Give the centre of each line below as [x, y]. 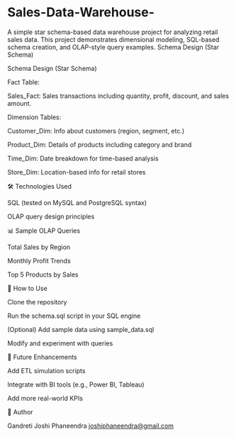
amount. [19, 103]
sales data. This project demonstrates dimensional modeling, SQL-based [113, 39]
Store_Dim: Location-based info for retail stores [77, 172]
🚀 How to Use [27, 288]
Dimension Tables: [34, 117]
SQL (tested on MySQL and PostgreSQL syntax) [77, 202]
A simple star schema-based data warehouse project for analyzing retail [113, 32]
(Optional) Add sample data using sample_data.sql [81, 329]
